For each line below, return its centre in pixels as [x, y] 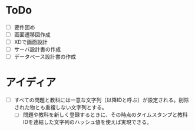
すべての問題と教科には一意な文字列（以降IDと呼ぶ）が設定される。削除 [102, 100]
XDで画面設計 [31, 42]
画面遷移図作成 [32, 35]
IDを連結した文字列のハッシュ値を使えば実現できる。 [87, 122]
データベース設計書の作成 [45, 57]
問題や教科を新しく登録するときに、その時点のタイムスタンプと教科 [105, 115]
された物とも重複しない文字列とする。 [60, 108]
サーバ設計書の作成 [37, 49]
